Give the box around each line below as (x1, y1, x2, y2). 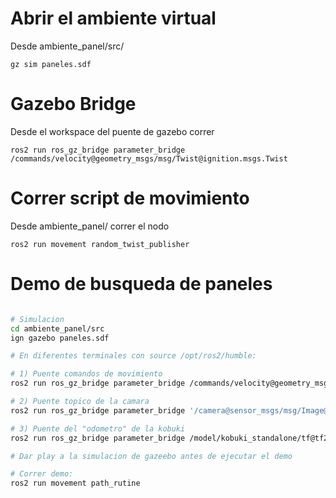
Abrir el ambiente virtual (10, 7, 217, 30)
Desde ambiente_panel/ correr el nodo (10, 220, 170, 232)
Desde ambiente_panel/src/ (10, 40, 125, 52)
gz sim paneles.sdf (10, 59, 92, 69)
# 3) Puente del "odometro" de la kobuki (10, 423, 186, 434)
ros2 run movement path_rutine (10, 478, 141, 489)
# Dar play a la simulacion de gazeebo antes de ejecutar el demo (10, 451, 293, 461)
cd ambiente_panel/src (10, 323, 105, 334)
